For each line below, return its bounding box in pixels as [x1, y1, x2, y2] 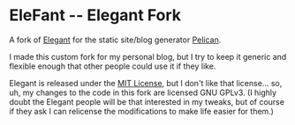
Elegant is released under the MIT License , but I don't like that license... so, [9, 77, 283, 88]
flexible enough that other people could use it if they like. [9, 61, 216, 71]
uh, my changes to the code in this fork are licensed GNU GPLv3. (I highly [9, 87, 276, 98]
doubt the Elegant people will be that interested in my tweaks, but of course [9, 96, 285, 107]
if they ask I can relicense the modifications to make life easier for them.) [9, 106, 274, 116]
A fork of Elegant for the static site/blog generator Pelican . [9, 34, 222, 45]
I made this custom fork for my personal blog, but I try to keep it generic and [9, 51, 287, 62]
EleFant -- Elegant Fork [9, 5, 182, 26]
